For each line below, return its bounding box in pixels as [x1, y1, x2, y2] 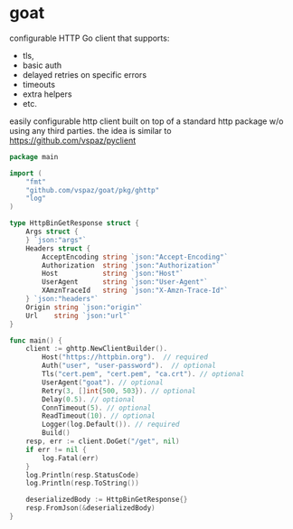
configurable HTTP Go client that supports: [9, 33, 170, 43]
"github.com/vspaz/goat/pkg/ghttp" [25, 185, 160, 194]
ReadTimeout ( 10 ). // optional [42, 411, 156, 420]
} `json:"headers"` [25, 295, 99, 304]
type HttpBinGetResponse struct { [9, 219, 140, 228]
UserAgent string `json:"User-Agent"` [42, 278, 208, 287]
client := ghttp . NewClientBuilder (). [25, 345, 168, 354]
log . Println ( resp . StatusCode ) [25, 470, 140, 479]
